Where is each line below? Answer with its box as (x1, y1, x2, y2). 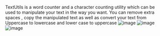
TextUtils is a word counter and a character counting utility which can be (5, 4, 155, 10)
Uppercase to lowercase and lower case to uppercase (5, 20, 117, 26)
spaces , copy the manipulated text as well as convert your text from (5, 15, 147, 20)
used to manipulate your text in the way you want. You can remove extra (5, 9, 154, 15)
